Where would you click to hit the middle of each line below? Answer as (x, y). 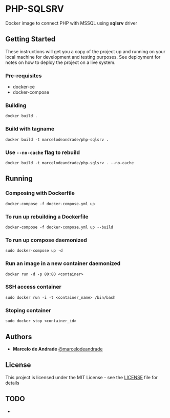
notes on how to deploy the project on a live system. (60, 62)
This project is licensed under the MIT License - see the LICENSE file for (81, 377)
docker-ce (24, 87)
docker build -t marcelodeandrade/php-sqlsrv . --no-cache (70, 163)
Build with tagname (30, 129)
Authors (19, 336)
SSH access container (33, 287)
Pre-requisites (24, 76)
